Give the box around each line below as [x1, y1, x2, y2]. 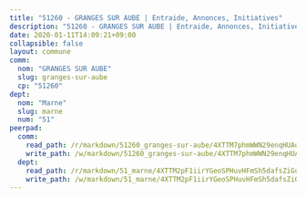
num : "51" [17, 115, 55, 124]
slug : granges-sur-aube [17, 73, 107, 82]
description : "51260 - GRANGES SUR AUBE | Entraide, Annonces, [9, 22, 255, 31]
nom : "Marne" [17, 98, 67, 108]
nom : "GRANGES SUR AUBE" [17, 65, 112, 74]
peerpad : [9, 124, 43, 133]
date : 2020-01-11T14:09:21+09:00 [9, 30, 137, 39]
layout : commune [9, 47, 71, 57]
